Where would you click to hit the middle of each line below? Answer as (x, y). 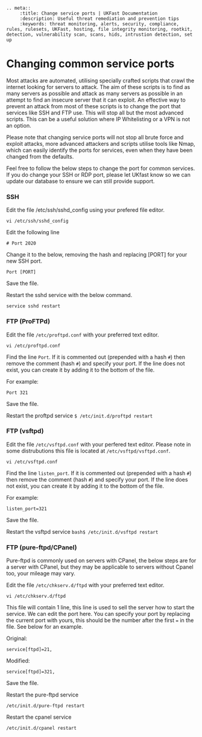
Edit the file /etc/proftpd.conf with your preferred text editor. (83, 335)
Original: (17, 638)
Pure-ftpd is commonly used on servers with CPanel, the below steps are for (101, 561)
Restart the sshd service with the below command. (69, 295)
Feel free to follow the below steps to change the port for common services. (101, 168)
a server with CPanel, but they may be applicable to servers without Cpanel (100, 567)
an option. (19, 125)
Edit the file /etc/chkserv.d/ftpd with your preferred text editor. (85, 585)
